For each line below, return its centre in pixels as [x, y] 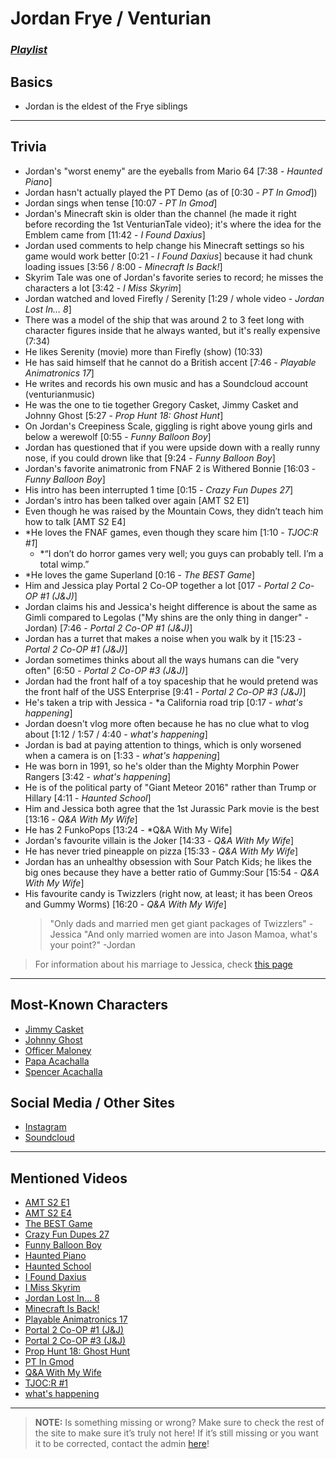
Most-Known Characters [89, 1005]
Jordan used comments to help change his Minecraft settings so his [164, 245]
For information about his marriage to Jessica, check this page [163, 964]
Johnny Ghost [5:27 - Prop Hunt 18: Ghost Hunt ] [124, 415]
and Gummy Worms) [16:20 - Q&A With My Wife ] [125, 904]
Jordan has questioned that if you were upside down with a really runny [172, 447]
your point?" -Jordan [92, 944]
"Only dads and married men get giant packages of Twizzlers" [178, 923]
